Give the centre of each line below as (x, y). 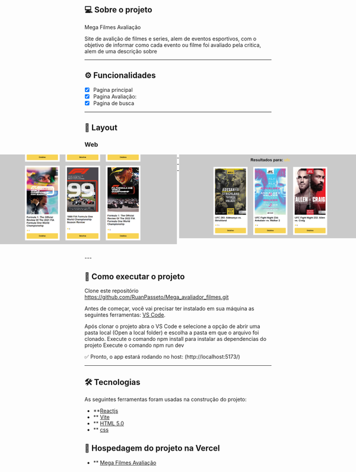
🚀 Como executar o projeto (135, 277)
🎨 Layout (101, 128)
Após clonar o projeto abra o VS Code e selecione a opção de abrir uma (172, 326)
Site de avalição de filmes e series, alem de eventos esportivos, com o (171, 39)
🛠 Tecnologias (112, 382)
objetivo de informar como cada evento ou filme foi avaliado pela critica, (173, 45)
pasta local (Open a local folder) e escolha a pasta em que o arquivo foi (172, 333)
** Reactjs (106, 411)
